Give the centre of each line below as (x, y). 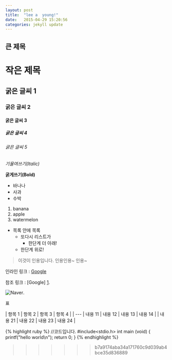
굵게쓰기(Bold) (20, 175)
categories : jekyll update (34, 24)
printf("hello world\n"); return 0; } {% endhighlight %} (62, 337)
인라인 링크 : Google (26, 272)
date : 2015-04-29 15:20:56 (36, 20)
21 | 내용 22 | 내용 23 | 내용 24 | (43, 321)
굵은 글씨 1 (21, 91)
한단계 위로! (32, 249)
